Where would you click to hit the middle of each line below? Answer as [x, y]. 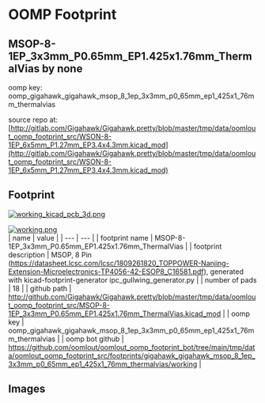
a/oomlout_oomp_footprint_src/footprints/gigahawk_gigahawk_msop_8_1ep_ [132, 355]
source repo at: [33, 120]
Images [27, 389]
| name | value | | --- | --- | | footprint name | [81, 238]
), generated [223, 272]
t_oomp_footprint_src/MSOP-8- [59, 305]
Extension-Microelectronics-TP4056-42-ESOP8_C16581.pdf [106, 272]
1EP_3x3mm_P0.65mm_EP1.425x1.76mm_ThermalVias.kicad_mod [115, 314]
